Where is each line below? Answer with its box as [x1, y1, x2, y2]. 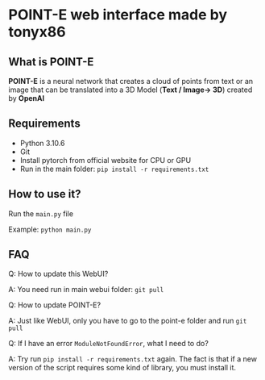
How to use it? [8, 187, 81, 201]
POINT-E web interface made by [8, 6, 228, 24]
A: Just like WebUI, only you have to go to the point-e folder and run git [8, 316, 247, 326]
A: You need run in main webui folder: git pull [8, 285, 164, 294]
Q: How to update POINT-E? [8, 300, 101, 310]
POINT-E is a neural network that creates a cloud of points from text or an [8, 77, 254, 86]
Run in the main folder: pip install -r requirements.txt [19, 164, 209, 173]
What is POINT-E [8, 55, 94, 69]
